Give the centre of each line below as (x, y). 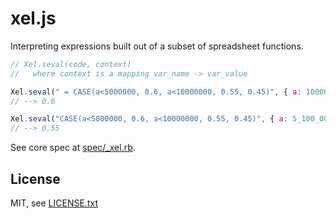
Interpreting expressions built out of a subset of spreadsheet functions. (157, 46)
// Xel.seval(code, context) (71, 64)
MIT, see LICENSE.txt (54, 203)
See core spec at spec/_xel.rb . (73, 148)
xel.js (33, 18)
